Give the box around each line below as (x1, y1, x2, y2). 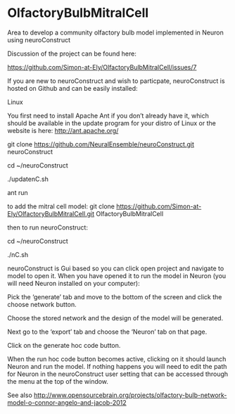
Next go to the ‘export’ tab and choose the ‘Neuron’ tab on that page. (7, 327, 208, 336)
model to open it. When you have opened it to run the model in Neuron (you (7, 271, 227, 280)
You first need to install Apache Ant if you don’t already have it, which (7, 111, 209, 120)
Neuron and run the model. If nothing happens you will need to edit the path (7, 362, 227, 370)
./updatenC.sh (7, 175, 49, 183)
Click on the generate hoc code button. (7, 341, 121, 349)
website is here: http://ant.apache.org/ (7, 126, 119, 134)
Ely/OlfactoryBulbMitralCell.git (7, 209, 95, 218)
